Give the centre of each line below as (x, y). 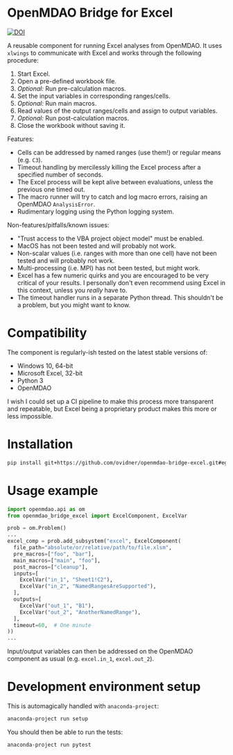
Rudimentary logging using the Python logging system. (96, 211)
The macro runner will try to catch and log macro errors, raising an (112, 197)
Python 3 (30, 380)
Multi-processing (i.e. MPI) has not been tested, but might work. (109, 268)
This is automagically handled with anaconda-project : (83, 706)
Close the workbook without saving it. (71, 125)
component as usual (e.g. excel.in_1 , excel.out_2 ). (81, 659)
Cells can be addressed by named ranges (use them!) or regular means (119, 152)
